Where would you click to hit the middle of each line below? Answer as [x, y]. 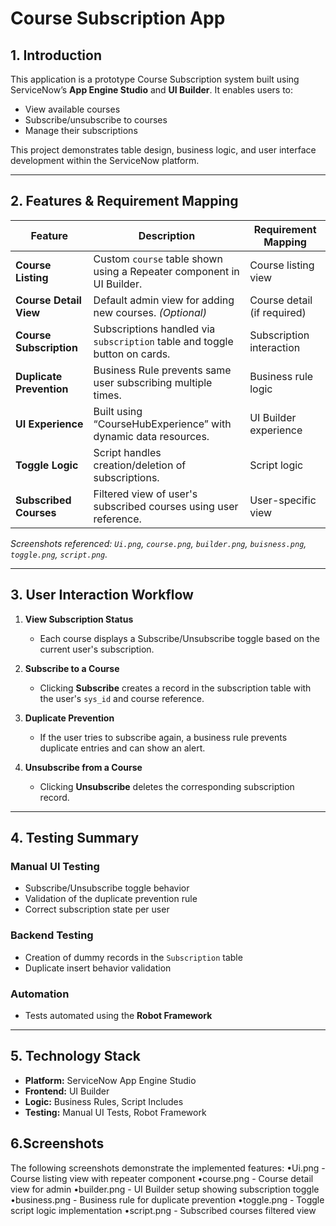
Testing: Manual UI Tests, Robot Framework [115, 1112]
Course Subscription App [118, 18]
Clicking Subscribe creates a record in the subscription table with [175, 688]
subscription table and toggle [163, 341]
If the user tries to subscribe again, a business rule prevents [163, 737]
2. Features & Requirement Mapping [124, 201]
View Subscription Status [79, 619]
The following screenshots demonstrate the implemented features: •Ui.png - [168, 1168]
